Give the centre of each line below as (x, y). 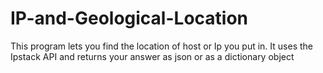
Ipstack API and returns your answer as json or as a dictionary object (152, 56)
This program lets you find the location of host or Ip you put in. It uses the (161, 46)
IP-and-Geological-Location (129, 18)
